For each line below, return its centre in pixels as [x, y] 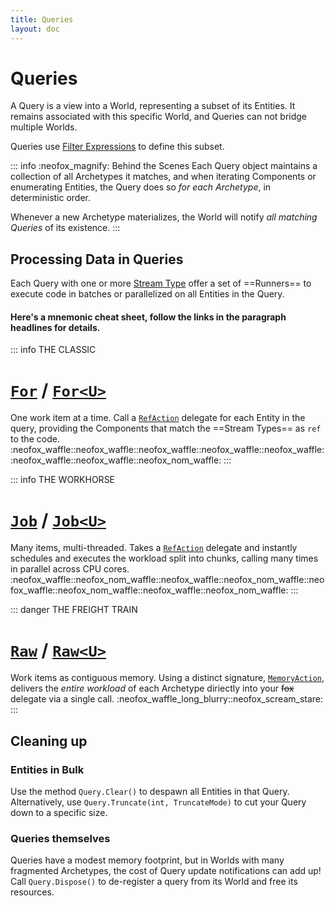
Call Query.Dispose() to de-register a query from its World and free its [154, 882]
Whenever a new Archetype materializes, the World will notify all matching [164, 217]
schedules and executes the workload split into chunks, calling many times [164, 558]
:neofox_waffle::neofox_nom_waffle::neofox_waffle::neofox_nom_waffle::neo [167, 580]
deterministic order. [51, 198]
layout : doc [35, 29]
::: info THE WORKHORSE [63, 480]
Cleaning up [49, 741]
